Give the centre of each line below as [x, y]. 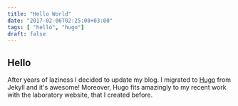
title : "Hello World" [40, 14]
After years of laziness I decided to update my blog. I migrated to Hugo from [119, 80]
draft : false [27, 34]
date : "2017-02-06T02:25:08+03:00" [60, 21]
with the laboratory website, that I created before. [80, 95]
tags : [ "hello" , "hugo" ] [46, 27]
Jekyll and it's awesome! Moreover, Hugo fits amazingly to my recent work [117, 88]
